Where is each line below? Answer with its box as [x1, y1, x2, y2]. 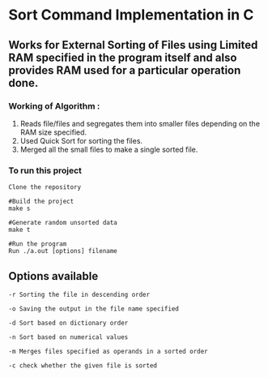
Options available [8, 269, 99, 283]
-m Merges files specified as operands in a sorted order [8, 347, 208, 355]
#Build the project [8, 197, 74, 206]
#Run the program [8, 240, 67, 248]
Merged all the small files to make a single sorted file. [19, 144, 198, 154]
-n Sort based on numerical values [8, 333, 129, 341]
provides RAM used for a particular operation [8, 63, 241, 77]
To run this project [8, 165, 83, 176]
